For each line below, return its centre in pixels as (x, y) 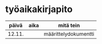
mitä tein (69, 25)
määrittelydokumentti (69, 34)
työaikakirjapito (39, 9)
